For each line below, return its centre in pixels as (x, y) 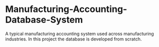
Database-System (44, 20)
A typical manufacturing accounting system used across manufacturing (79, 33)
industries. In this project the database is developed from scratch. (74, 39)
